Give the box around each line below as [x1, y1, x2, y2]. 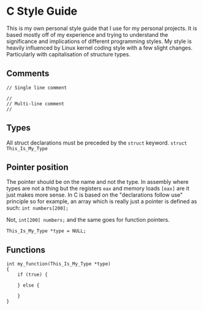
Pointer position [6, 162, 69, 172]
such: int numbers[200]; [6, 204, 69, 212]
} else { [17, 282, 40, 289]
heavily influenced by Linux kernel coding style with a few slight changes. [6, 44, 193, 51]
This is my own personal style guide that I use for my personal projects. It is [6, 25, 197, 32]
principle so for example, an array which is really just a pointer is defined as [6, 198, 197, 205]
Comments [6, 69, 50, 79]
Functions [6, 244, 46, 255]
